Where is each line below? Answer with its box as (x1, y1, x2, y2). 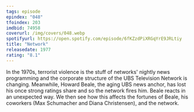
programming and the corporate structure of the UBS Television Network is (6, 74, 188, 82)
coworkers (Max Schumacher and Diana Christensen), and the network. (6, 99, 180, 106)
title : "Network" (6, 42, 49, 47)
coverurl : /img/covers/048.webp (6, 30, 85, 36)
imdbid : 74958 (6, 25, 41, 31)
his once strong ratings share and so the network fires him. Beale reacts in (6, 87, 186, 94)
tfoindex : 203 (6, 19, 41, 25)
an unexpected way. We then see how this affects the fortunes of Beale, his (6, 93, 189, 100)
